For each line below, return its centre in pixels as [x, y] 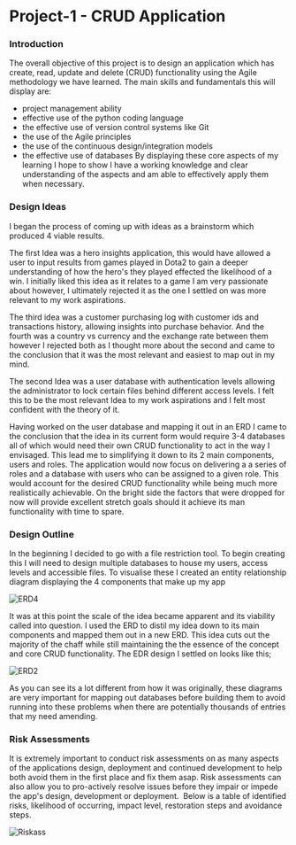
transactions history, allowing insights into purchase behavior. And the [137, 326]
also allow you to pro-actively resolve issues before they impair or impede [144, 787]
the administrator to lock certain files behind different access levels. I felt [142, 391]
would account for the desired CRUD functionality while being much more [144, 483]
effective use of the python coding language [102, 118]
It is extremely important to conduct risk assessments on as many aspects [144, 758]
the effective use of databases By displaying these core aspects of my [150, 156]
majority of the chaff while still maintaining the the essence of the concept [144, 645]
